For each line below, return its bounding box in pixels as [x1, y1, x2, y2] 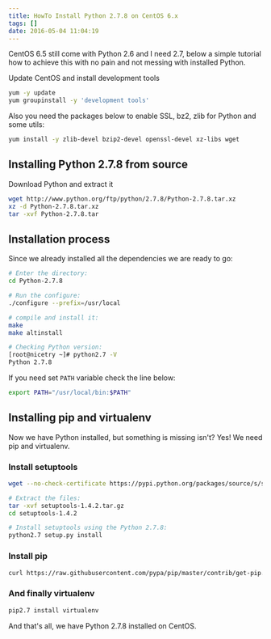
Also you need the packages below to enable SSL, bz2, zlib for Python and [8, 111, 256, 121]
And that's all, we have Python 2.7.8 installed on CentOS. [8, 620, 197, 631]
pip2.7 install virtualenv [8, 606, 99, 615]
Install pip [8, 551, 48, 562]
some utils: [8, 120, 45, 129]
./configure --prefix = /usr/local [8, 298, 121, 307]
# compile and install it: [8, 313, 99, 322]
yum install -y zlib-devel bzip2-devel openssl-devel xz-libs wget [8, 135, 240, 144]
